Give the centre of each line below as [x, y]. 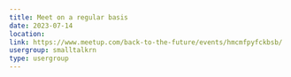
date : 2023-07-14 [41, 26]
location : [27, 34]
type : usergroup [39, 58]
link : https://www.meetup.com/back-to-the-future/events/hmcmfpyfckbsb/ [146, 42]
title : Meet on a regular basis [69, 17]
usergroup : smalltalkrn [53, 50]
